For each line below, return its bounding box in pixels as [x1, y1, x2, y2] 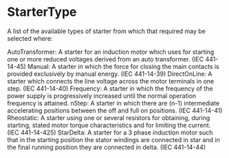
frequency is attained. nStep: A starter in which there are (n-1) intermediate [7, 99, 220, 107]
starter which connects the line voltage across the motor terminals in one [7, 77, 215, 85]
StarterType [7, 4, 77, 20]
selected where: [7, 34, 53, 42]
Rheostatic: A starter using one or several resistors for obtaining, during [7, 113, 210, 121]
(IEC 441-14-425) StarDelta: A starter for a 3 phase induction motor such [7, 128, 213, 137]
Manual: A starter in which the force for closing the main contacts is [27, 62, 219, 70]
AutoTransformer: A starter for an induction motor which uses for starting [7, 48, 215, 56]
